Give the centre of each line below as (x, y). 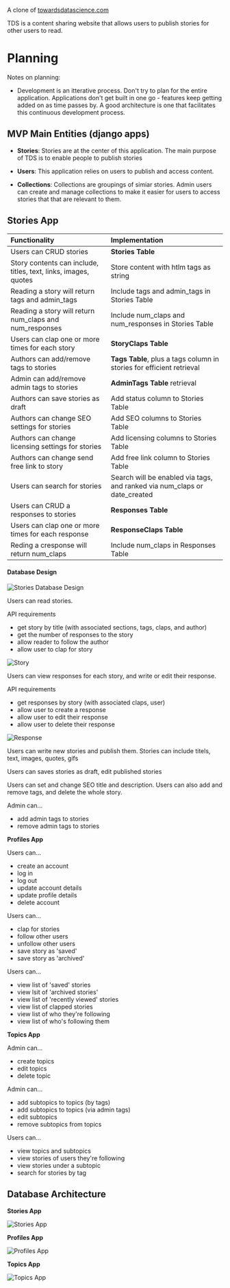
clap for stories (38, 929)
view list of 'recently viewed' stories (68, 999)
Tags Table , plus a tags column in (165, 358)
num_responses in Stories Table (162, 323)
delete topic (34, 1076)
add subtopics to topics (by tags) (64, 1102)
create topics (36, 1061)
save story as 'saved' (47, 951)
